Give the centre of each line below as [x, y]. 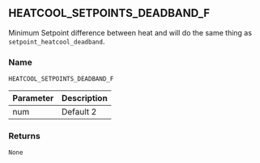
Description [84, 98]
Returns [24, 136]
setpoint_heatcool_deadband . [57, 41]
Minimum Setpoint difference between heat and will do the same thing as [130, 32]
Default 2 [79, 112]
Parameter [33, 98]
